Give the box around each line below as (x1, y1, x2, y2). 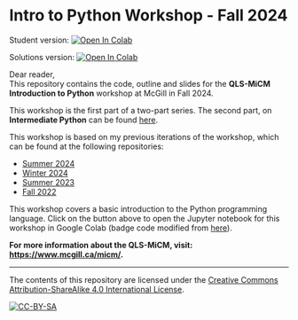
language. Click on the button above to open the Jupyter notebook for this (9, 213, 280, 223)
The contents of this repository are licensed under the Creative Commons (9, 274, 278, 285)
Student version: (9, 35, 69, 45)
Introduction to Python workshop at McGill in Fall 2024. (9, 88, 215, 98)
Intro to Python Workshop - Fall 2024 (9, 5, 288, 26)
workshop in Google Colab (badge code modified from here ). (9, 222, 232, 233)
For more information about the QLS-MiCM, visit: (9, 239, 193, 250)
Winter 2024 (21, 168, 68, 178)
